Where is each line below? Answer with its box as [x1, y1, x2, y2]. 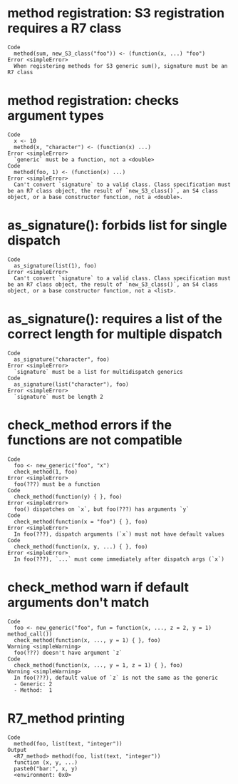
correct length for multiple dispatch [7, 326, 222, 342]
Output [7, 746, 27, 753]
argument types [7, 108, 105, 124]
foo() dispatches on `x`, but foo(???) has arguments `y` [14, 505, 190, 513]
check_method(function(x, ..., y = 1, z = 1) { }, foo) [14, 661, 183, 668]
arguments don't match [7, 594, 150, 611]
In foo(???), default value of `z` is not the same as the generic [14, 674, 219, 681]
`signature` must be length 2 [14, 393, 103, 400]
